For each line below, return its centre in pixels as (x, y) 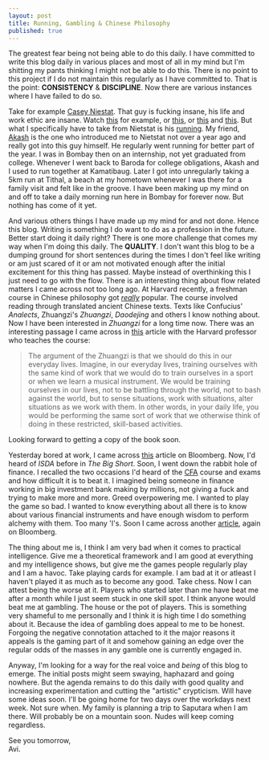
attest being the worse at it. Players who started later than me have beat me (134, 590)
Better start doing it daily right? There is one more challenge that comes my (133, 238)
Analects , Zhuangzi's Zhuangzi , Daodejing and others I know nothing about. (134, 315)
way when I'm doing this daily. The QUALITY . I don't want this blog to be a (132, 246)
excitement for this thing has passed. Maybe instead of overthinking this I (130, 272)
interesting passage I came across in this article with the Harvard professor (132, 332)
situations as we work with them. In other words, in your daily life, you (143, 407)
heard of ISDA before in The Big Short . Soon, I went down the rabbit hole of (133, 464)
